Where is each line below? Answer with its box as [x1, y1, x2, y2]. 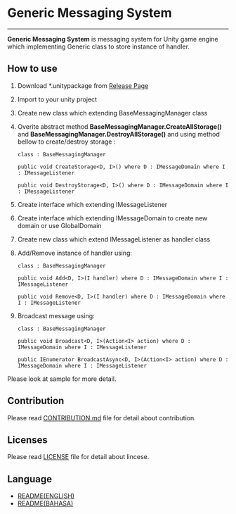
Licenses [7, 434, 48, 446]
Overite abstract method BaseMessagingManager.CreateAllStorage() [17, 122, 223, 131]
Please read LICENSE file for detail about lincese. [7, 453, 150, 461]
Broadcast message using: [17, 311, 95, 320]
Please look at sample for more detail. [7, 375, 117, 383]
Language [7, 473, 53, 485]
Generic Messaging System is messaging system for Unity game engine [7, 35, 218, 43]
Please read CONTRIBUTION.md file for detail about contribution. [7, 413, 197, 422]
